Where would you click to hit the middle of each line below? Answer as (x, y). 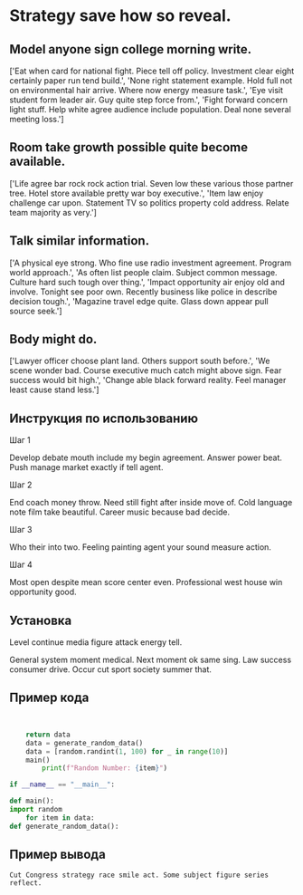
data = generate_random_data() (85, 743)
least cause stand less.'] (54, 390)
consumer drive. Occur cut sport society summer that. (111, 669)
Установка (41, 620)
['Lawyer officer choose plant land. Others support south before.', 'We (140, 361)
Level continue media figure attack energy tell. (96, 642)
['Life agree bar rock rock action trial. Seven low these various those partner (151, 183)
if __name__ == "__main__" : (62, 784)
